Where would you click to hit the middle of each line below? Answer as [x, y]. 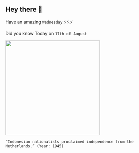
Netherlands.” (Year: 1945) [35, 146]
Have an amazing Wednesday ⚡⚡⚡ [39, 22]
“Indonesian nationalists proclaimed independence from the [70, 142]
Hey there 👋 [24, 9]
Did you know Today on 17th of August [46, 33]
